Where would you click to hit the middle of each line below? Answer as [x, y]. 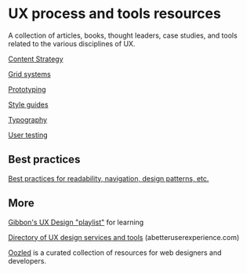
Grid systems [29, 74]
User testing [28, 135]
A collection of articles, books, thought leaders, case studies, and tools [123, 35]
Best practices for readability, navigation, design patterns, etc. [109, 178]
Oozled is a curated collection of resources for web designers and [115, 253]
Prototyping [27, 89]
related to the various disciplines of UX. [72, 43]
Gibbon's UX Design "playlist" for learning [76, 222]
